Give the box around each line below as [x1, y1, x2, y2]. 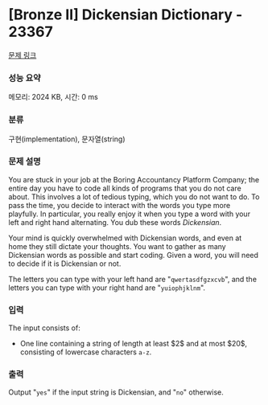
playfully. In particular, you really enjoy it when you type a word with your [8, 209, 251, 219]
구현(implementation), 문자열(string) [8, 134, 126, 144]
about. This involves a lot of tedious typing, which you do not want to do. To [8, 191, 260, 202]
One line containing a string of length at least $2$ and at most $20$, [19, 339, 248, 349]
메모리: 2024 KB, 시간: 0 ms [8, 92, 98, 102]
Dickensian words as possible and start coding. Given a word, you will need [8, 250, 259, 260]
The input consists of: [8, 323, 80, 333]
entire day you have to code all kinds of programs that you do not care [8, 183, 241, 193]
